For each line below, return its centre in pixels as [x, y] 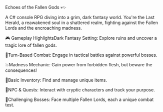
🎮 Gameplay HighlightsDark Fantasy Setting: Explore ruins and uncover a [81, 38]
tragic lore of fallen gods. [31, 45]
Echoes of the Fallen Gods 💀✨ [36, 7]
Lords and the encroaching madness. [44, 28]
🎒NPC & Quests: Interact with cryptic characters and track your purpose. [80, 90]
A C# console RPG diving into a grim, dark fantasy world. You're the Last [80, 17]
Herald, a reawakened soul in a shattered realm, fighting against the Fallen [82, 23]
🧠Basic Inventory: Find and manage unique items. [56, 80]
